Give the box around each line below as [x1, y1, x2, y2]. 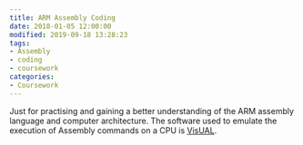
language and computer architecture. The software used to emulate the [9, 115, 278, 126]
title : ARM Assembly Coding [9, 13, 116, 23]
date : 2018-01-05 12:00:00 [9, 22, 112, 31]
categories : [9, 72, 55, 82]
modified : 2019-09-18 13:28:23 [9, 30, 128, 39]
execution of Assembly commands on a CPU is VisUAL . [9, 124, 217, 136]
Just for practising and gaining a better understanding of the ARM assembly [9, 105, 294, 116]
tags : [9, 38, 30, 48]
